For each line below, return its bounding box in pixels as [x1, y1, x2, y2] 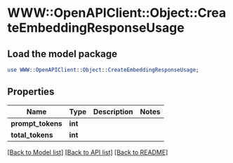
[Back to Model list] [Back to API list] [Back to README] [7, 148, 168, 156]
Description [93, 107, 133, 117]
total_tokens [11, 130, 53, 140]
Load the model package [7, 48, 118, 60]
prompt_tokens [11, 118, 63, 128]
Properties [7, 86, 55, 98]
